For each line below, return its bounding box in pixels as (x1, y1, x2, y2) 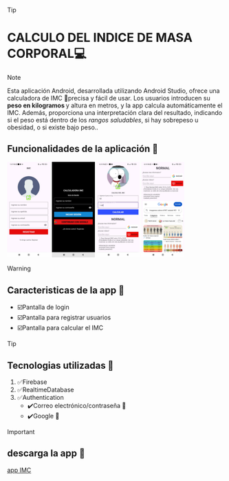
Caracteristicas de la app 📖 (7, 284, 125, 296)
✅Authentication (17, 393, 64, 401)
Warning (7, 264, 31, 272)
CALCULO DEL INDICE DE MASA (7, 30, 193, 45)
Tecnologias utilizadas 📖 (7, 359, 114, 371)
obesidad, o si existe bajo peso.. (7, 123, 98, 131)
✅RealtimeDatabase (17, 385, 74, 394)
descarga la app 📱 (7, 447, 86, 460)
